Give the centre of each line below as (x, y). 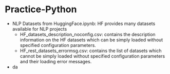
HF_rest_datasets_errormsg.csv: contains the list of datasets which (91, 51)
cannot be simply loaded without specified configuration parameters (92, 56)
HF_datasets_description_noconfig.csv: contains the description (88, 34)
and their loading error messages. (56, 61)
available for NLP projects (40, 29)
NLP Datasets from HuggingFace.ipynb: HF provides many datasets (84, 23)
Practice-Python (41, 9)
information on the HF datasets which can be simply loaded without (91, 40)
